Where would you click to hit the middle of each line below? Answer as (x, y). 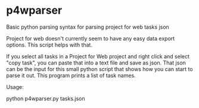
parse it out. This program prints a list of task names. (71, 75)
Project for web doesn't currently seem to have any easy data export (91, 38)
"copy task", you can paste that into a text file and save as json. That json (96, 63)
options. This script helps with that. (49, 45)
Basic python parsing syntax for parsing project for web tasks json (88, 27)
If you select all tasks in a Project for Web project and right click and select (98, 56)
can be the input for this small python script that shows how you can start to (99, 69)
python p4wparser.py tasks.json (46, 98)
